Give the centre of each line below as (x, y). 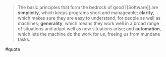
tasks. (24, 39)
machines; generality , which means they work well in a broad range (88, 23)
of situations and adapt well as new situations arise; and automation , (89, 29)
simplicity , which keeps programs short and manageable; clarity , (86, 13)
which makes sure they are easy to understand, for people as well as (89, 18)
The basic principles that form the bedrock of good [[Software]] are (88, 7)
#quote (13, 49)
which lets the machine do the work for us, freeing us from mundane (89, 34)
